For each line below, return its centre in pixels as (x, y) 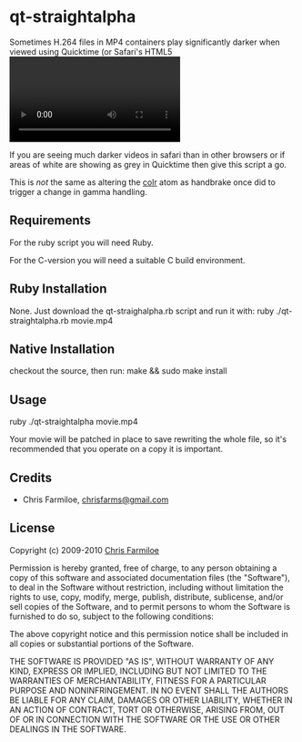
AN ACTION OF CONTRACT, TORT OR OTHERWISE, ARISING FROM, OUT (147, 709)
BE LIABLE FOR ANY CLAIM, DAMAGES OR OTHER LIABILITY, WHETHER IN (151, 700)
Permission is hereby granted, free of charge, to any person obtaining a (143, 568)
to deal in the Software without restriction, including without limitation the (146, 587)
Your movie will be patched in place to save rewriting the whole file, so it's (148, 439)
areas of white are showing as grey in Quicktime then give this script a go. (148, 164)
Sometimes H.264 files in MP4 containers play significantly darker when (145, 42)
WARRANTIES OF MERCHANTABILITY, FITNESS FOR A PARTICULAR (138, 680)
